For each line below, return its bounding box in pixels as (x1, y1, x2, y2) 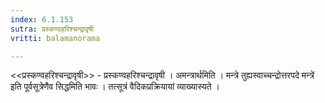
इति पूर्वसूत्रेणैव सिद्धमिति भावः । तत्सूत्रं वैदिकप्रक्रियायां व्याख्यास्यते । (10, 81, 220, 93)
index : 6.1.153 (10, 14, 74, 25)
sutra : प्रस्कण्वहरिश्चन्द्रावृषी (10, 24, 95, 34)
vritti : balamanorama (10, 33, 101, 43)
